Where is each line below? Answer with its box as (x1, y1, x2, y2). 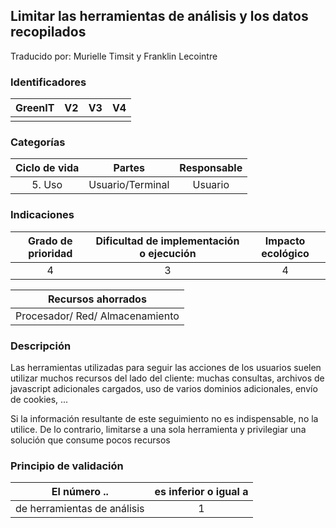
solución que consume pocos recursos (10, 434, 171, 446)
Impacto (264, 234, 306, 248)
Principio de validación (10, 459, 124, 473)
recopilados (10, 24, 87, 41)
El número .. (51, 485, 109, 499)
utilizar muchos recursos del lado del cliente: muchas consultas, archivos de (10, 372, 325, 384)
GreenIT (15, 101, 55, 115)
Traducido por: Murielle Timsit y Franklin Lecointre (10, 50, 218, 62)
